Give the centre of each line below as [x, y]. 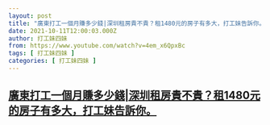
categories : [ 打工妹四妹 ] [52, 61]
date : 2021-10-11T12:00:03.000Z [62, 31]
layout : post [30, 16]
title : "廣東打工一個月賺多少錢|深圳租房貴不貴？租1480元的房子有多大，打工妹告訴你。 [137, 23]
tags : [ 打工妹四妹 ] [42, 53]
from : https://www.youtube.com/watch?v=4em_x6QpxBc [97, 46]
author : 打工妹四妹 [38, 38]
